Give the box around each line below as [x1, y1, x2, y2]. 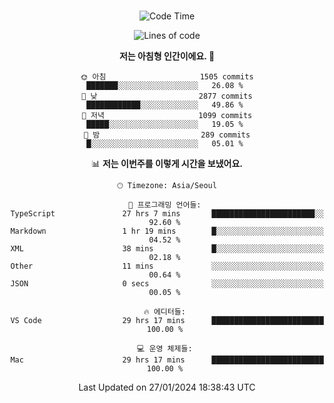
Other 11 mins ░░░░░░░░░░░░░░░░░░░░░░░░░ [10, 261, 324, 271]
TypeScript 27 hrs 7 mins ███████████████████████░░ [10, 209, 324, 219]
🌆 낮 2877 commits [81, 91, 253, 101]
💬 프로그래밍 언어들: [128, 200, 202, 210]
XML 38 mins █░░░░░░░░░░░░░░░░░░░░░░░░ [10, 244, 324, 254]
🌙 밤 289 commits [83, 130, 251, 140]
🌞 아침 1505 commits [80, 72, 254, 82]
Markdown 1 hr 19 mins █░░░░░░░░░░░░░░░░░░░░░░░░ [10, 226, 324, 236]
